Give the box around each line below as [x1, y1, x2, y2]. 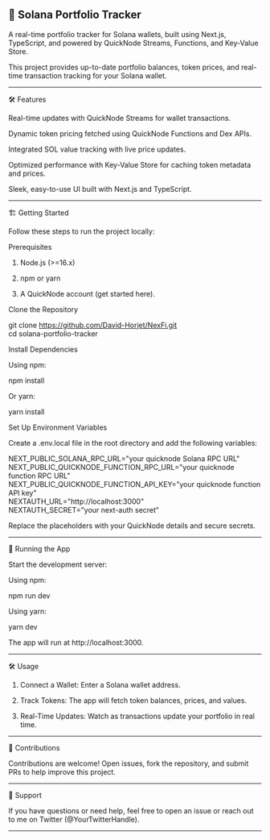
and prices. [8, 168, 46, 178]
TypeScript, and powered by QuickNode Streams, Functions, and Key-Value [8, 38, 259, 48]
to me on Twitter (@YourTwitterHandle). [8, 814, 140, 824]
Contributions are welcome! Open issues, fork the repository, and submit [8, 759, 249, 768]
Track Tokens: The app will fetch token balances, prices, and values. [19, 695, 247, 705]
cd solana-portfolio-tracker [8, 328, 99, 339]
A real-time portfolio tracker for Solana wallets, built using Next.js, [8, 29, 227, 39]
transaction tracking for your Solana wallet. [24, 70, 167, 81]
